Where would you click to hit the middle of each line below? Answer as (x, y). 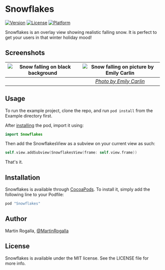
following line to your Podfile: (35, 195)
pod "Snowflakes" (23, 204)
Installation (23, 177)
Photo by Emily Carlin (120, 81)
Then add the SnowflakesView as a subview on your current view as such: (80, 144)
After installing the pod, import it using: (44, 125)
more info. (15, 263)
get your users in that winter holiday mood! (49, 37)
